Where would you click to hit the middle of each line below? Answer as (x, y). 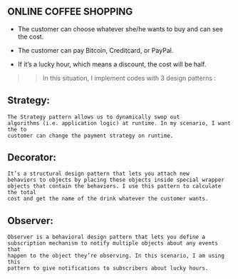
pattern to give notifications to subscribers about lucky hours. (108, 268)
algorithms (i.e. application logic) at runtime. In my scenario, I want (119, 123)
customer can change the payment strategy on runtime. (90, 136)
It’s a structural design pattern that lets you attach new (99, 174)
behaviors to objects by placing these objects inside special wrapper (116, 180)
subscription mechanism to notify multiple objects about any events (113, 243)
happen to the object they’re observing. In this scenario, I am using (116, 256)
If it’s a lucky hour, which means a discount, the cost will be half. (112, 64)
